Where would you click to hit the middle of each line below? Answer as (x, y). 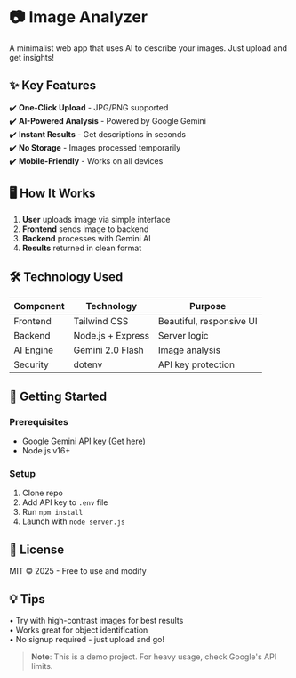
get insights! (32, 57)
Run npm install (52, 512)
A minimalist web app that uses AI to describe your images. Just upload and (148, 48)
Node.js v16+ (46, 451)
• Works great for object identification (79, 630)
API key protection (196, 364)
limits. (42, 666)
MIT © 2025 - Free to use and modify (78, 571)
